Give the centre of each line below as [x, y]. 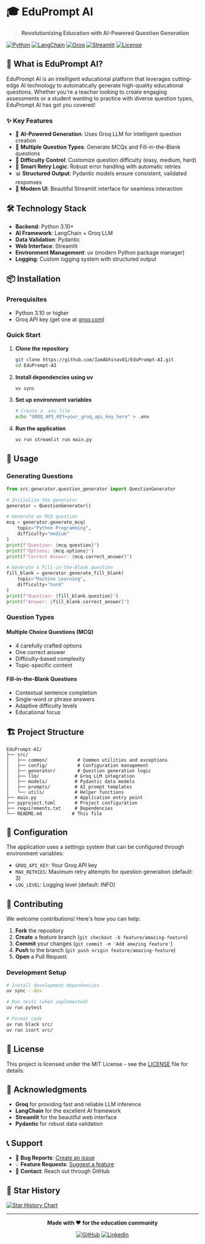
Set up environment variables [53, 400]
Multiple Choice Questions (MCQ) [50, 632]
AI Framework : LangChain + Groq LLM [64, 233]
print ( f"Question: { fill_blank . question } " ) [63, 596]
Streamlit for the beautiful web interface [66, 1117]
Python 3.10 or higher [42, 313]
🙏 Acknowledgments [47, 1089]
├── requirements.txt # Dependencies [60, 808]
